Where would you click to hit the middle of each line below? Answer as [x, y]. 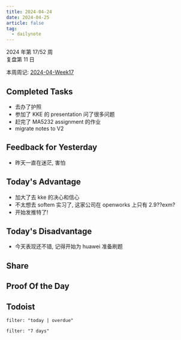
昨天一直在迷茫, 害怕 [40, 162]
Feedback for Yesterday [52, 147]
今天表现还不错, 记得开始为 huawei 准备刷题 [69, 246]
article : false [25, 23]
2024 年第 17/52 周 [30, 52]
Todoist [21, 307]
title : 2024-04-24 [29, 12]
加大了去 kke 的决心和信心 [47, 197]
